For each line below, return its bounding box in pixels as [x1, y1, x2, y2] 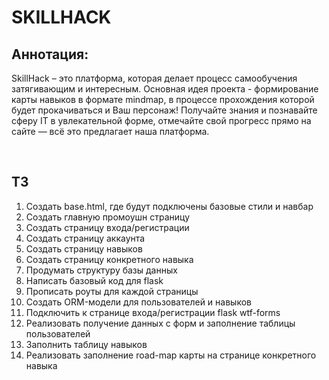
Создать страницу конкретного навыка [25, 253, 194, 265]
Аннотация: [11, 46, 89, 63]
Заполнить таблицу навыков [25, 338, 148, 350]
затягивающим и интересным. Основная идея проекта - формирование [11, 83, 319, 95]
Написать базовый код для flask [25, 274, 164, 286]
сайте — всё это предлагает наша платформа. [11, 126, 210, 137]
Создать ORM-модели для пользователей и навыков [25, 296, 252, 308]
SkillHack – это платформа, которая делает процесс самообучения [11, 72, 298, 84]
